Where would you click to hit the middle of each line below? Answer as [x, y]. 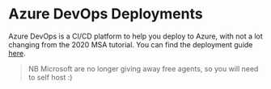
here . [17, 53]
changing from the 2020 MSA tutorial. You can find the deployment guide [131, 44]
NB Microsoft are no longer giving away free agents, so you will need [143, 68]
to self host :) [50, 77]
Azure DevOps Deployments [106, 14]
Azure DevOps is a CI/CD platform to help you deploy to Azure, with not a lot [135, 36]
